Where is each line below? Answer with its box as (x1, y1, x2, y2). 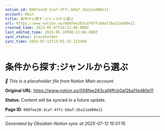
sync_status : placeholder (5, 35, 58, 40)
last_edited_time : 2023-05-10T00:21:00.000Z (5, 30, 98, 35)
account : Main (5, 12, 34, 17)
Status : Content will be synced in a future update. (5, 97, 106, 103)
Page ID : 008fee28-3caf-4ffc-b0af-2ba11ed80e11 (5, 106, 103, 112)
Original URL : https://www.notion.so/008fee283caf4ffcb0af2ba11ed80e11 (5, 87, 154, 93)
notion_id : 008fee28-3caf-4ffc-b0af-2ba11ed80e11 (5, 7, 109, 12)
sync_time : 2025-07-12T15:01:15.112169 (5, 39, 87, 44)
